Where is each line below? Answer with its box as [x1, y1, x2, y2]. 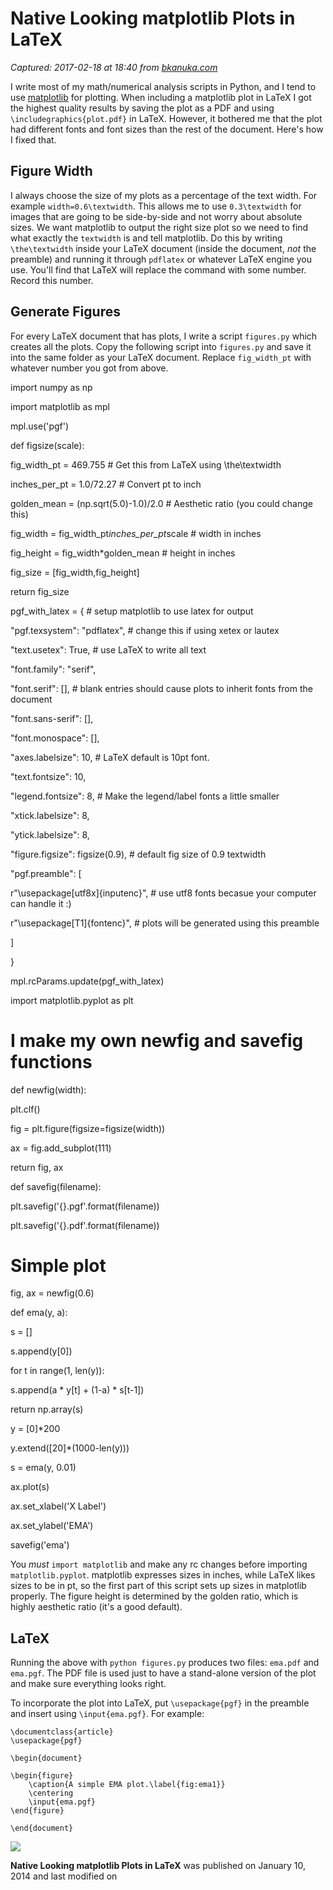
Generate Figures [10, 303, 121, 321]
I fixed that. [10, 133, 57, 146]
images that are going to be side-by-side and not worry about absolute [10, 210, 303, 222]
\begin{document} [10, 1753, 83, 1764]
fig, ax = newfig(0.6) [10, 1287, 95, 1299]
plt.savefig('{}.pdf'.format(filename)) [10, 1219, 160, 1231]
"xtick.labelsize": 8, [10, 809, 90, 821]
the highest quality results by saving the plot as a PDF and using [10, 102, 275, 114]
